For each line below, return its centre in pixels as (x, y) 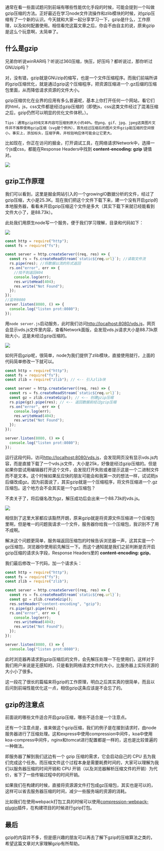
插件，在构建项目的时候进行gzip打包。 (56, 808)
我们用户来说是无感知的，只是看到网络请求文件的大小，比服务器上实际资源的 (82, 665)
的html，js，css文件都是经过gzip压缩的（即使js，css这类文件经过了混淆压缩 (82, 106)
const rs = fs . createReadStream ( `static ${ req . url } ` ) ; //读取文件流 (78, 259)
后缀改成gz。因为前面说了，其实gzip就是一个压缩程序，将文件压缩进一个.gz (81, 482)
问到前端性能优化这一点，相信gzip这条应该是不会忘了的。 (67, 688)
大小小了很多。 (20, 671)
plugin (11, 808)
